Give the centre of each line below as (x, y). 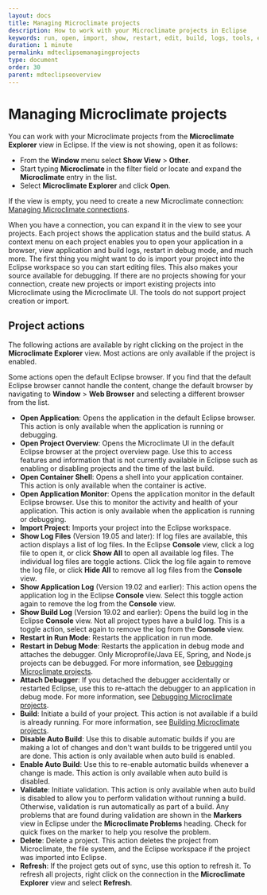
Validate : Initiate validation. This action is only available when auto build (137, 790)
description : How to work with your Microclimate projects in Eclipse (128, 30)
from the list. (29, 403)
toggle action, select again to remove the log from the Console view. (132, 629)
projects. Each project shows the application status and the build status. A (130, 233)
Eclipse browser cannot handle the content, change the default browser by (131, 386)
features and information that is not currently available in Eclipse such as (139, 460)
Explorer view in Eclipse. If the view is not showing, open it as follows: (123, 145)
